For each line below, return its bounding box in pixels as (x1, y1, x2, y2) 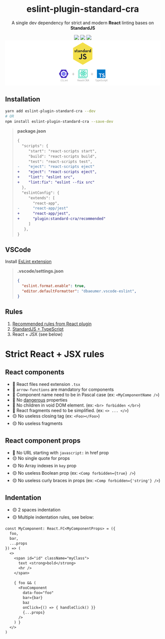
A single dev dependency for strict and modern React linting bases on (11, 20, 154, 26)
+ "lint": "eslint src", (17, 175, 75, 180)
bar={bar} (23, 596, 43, 601)
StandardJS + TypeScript (12, 326, 64, 332)
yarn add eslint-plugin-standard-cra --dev (5, 109, 96, 114)
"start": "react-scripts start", (28, 149, 97, 153)
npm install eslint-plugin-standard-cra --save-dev (5, 119, 113, 124)
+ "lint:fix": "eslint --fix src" (17, 180, 95, 185)
